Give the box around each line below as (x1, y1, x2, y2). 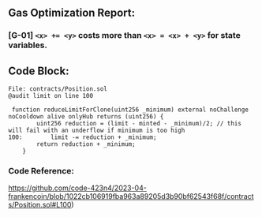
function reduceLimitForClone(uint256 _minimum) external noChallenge (11, 106, 249, 114)
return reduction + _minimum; (36, 140, 136, 148)
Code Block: (8, 64, 69, 77)
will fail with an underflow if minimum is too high (8, 126, 185, 135)
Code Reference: (8, 166, 75, 177)
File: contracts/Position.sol (8, 85, 108, 93)
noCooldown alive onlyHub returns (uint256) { (8, 113, 164, 121)
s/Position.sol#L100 (8, 200, 72, 210)
